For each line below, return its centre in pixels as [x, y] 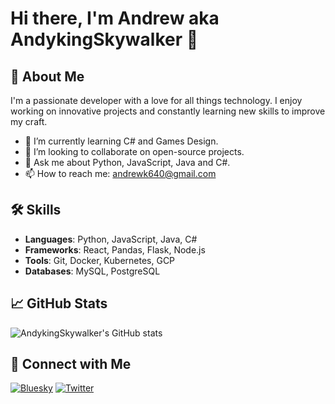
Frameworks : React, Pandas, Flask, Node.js [115, 249]
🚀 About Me [47, 76]
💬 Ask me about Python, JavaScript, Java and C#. [127, 162]
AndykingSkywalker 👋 [104, 39]
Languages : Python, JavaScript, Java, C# [111, 239]
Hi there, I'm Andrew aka [115, 18]
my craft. [29, 121]
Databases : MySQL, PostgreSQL [92, 271]
